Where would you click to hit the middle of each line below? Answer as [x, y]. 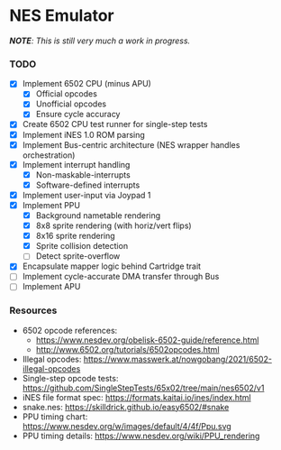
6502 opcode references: [70, 330]
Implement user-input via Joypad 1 [86, 195]
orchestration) [49, 155]
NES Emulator [62, 16]
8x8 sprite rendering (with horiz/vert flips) [113, 225]
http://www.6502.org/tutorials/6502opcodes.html [127, 349]
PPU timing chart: [55, 417]
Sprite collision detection [82, 246]
